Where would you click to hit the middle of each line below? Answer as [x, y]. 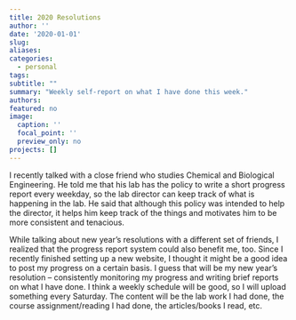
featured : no [33, 108]
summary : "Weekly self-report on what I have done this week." [129, 92]
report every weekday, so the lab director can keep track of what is [132, 194]
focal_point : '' [47, 133]
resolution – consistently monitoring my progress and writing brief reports [144, 277]
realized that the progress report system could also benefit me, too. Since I [146, 249]
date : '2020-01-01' [45, 34]
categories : [31, 59]
